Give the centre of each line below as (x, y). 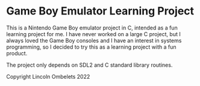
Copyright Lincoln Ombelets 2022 (48, 76)
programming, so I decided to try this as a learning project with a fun (91, 47)
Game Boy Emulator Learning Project (100, 11)
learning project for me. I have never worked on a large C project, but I (93, 34)
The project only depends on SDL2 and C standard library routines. (89, 65)
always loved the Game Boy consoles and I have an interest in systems (94, 40)
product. (17, 53)
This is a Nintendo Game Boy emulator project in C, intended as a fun (92, 28)
